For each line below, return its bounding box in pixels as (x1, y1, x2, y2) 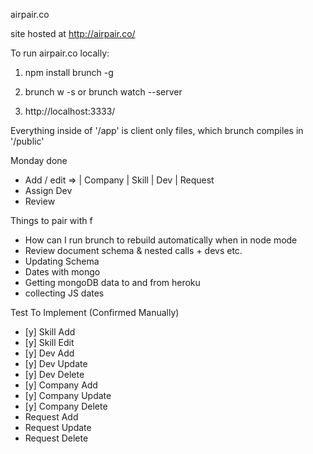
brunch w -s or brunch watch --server (24, 86, 183, 98)
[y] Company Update (24, 390, 112, 401)
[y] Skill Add (24, 326, 76, 338)
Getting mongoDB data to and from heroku (24, 277, 201, 288)
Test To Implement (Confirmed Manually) (10, 307, 180, 318)
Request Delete (24, 432, 89, 444)
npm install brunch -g (24, 67, 114, 78)
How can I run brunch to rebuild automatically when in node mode (24, 234, 298, 246)
